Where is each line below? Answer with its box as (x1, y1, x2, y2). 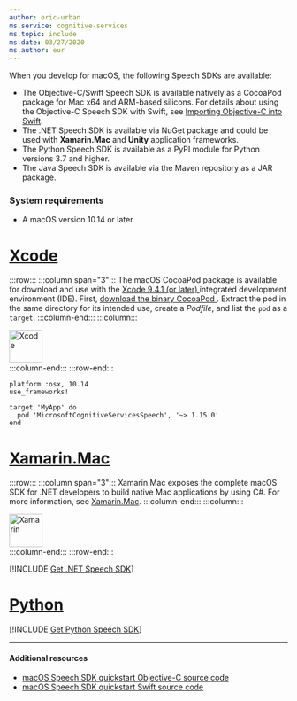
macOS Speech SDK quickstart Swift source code (21, 682, 204, 692)
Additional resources (9, 652, 88, 663)
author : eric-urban (9, 12, 81, 22)
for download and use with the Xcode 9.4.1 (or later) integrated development (9, 284, 287, 295)
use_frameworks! (9, 387, 69, 397)
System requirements (9, 194, 104, 206)
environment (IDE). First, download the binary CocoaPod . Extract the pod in (9, 293, 286, 304)
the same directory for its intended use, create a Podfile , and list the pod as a (9, 303, 288, 314)
